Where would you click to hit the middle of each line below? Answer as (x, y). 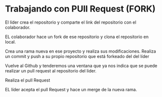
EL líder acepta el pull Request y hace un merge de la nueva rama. (71, 89)
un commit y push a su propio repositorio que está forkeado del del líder (77, 56)
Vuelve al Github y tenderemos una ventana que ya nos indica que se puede (81, 66)
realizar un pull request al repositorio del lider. (51, 70)
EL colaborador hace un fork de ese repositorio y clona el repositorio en (77, 37)
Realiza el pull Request (28, 80)
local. (10, 42)
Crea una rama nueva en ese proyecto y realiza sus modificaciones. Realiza (81, 51)
